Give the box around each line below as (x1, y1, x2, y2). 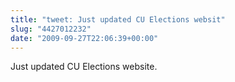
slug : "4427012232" (10, 24, 92, 34)
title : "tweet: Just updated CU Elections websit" (10, 14, 226, 25)
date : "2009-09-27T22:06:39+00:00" (10, 33, 159, 43)
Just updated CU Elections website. (10, 61, 158, 73)
